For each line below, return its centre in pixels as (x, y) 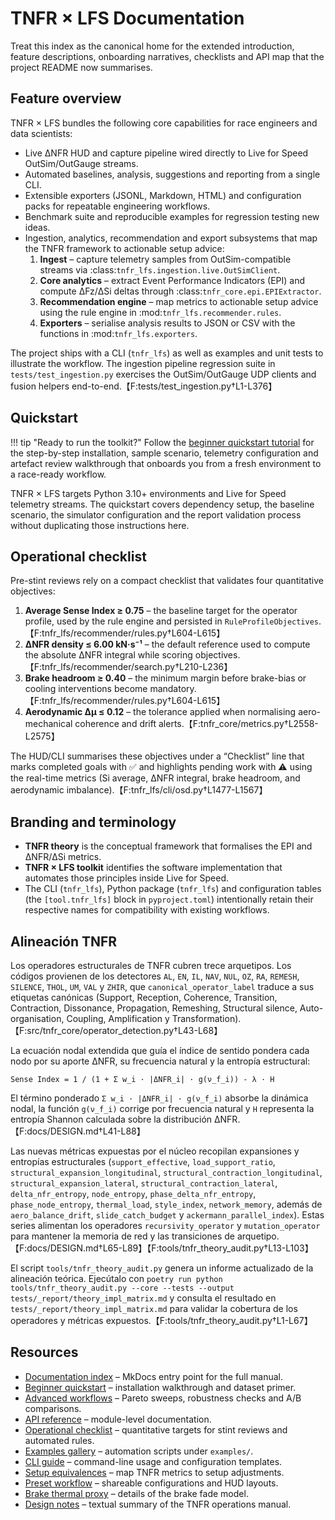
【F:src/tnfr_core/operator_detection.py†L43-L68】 (116, 1030)
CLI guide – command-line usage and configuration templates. (153, 1461)
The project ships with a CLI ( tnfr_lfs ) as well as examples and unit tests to (167, 353)
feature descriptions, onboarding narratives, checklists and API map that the (167, 56)
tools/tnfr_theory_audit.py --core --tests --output (122, 1288)
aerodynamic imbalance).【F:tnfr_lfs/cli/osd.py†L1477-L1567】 (139, 790)
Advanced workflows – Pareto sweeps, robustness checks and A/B (163, 1398)
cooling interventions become (86, 689)
